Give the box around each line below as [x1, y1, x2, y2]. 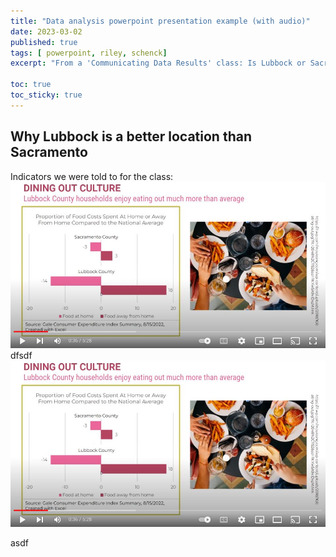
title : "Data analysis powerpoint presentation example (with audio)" [10, 16, 311, 26]
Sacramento [10, 144, 88, 161]
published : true [10, 37, 78, 47]
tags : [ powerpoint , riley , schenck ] [10, 48, 168, 58]
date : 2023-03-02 [10, 26, 83, 37]
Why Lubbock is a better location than [10, 128, 252, 145]
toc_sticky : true [10, 90, 83, 100]
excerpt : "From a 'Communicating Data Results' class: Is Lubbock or [10, 58, 307, 69]
